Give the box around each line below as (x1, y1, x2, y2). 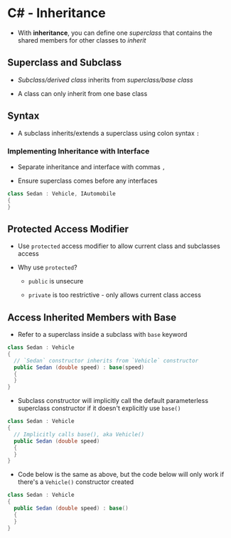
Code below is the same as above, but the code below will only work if (17, 470, 225, 479)
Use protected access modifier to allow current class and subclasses (17, 242, 220, 250)
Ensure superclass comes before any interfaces (17, 176, 158, 185)
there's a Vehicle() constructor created (17, 478, 134, 486)
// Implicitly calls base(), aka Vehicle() (14, 431, 144, 438)
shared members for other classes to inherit (17, 36, 146, 44)
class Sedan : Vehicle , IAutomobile (7, 190, 116, 197)
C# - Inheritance (7, 5, 106, 21)
